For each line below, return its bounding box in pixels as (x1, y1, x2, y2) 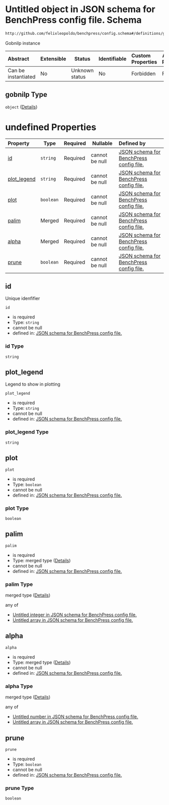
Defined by (119, 140, 146, 147)
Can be (8, 67, 25, 74)
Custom (131, 52, 151, 59)
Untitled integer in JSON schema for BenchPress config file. (12, 612, 137, 618)
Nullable (92, 140, 113, 147)
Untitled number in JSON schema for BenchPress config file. (12, 714, 138, 720)
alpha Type (5, 682, 33, 689)
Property (8, 140, 30, 147)
